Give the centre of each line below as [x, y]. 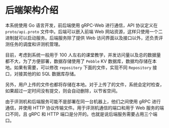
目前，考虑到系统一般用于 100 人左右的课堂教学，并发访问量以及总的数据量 [83, 55]
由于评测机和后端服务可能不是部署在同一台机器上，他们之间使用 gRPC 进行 [83, 101]
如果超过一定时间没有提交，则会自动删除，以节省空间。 [63, 91]
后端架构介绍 [32, 10]
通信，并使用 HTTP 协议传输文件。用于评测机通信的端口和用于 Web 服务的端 [84, 108]
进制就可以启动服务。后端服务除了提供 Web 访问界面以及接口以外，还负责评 [84, 38]
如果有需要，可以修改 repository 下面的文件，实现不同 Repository [82, 67]
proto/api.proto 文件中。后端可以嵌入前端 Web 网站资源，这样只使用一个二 [84, 31]
